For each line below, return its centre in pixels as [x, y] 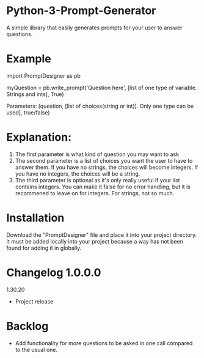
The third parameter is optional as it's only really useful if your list [97, 180]
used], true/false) [28, 112]
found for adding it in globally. [44, 248]
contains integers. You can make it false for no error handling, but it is [103, 187]
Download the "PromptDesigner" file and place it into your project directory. [102, 235]
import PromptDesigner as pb [44, 76]
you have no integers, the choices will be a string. [78, 173]
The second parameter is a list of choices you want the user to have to [104, 160]
